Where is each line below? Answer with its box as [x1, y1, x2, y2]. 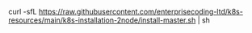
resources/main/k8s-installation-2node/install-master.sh [8, 15, 196, 25]
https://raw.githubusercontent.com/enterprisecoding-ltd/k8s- [38, 7, 244, 16]
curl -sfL [8, 7, 38, 16]
